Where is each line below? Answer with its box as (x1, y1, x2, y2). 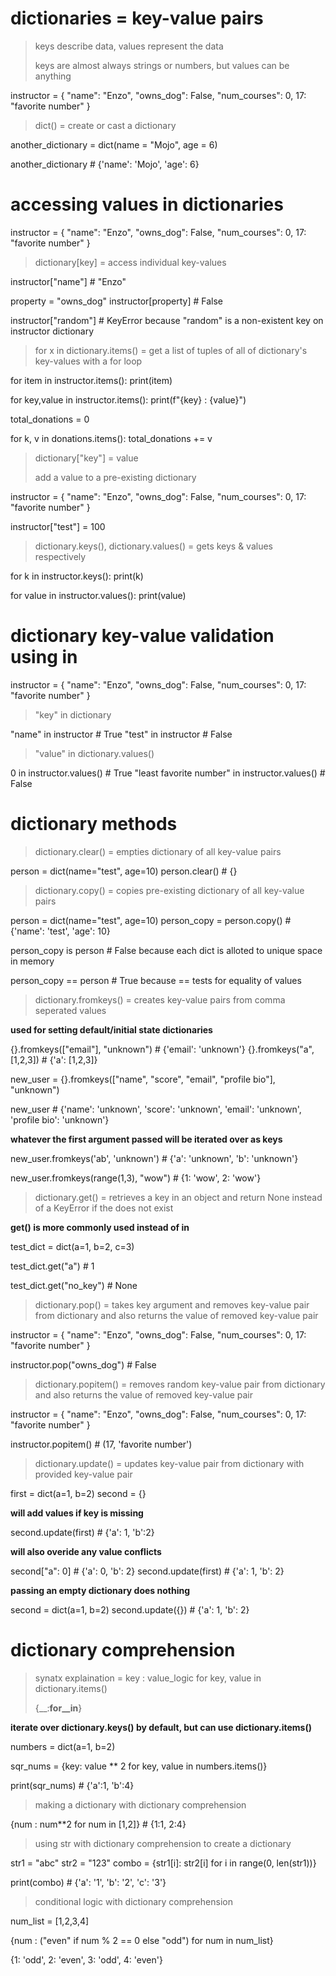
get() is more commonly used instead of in (10, 1221, 190, 1233)
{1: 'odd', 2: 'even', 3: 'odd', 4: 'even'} (10, 1953, 163, 1966)
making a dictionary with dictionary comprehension (34, 1798, 247, 1811)
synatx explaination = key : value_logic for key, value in (34, 1672, 262, 1684)
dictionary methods (10, 813, 178, 835)
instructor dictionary (10, 325, 95, 337)
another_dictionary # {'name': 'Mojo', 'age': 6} (10, 158, 200, 170)
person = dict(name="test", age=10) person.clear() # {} (10, 865, 238, 877)
